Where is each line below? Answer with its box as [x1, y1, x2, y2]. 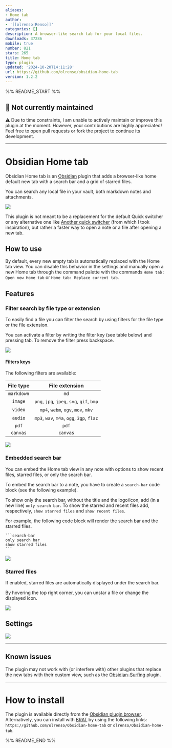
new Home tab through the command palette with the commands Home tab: [5, 269, 165, 275]
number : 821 [5, 46, 31, 51]
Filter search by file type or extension [5, 305, 100, 312]
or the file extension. [5, 322, 49, 328]
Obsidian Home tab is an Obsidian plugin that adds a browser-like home [5, 173, 157, 179]
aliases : [5, 7, 24, 13]
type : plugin [5, 60, 33, 65]
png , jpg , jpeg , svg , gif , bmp [34, 398, 98, 405]
